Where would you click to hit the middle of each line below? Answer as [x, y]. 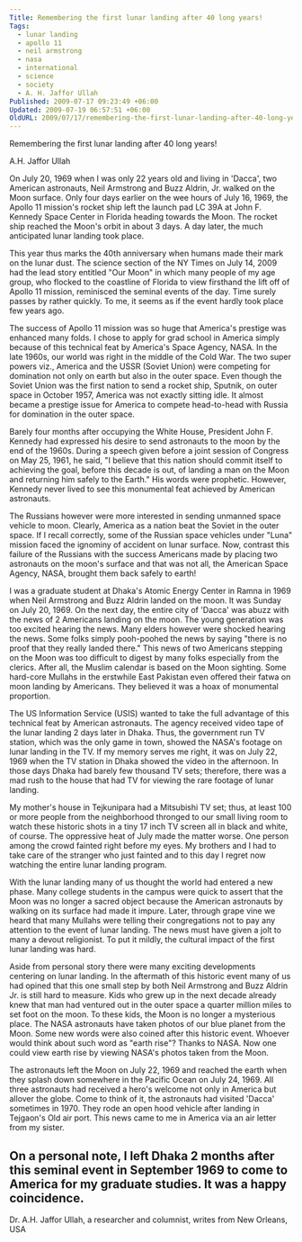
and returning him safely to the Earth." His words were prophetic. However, [148, 480]
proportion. [30, 696]
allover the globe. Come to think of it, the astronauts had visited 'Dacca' [142, 1099]
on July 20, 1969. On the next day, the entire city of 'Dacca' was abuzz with [149, 610]
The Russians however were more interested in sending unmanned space [145, 516]
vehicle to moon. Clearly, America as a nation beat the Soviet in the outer [144, 526]
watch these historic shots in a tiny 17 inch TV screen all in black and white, [149, 827]
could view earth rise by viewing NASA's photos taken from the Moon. [139, 1053]
